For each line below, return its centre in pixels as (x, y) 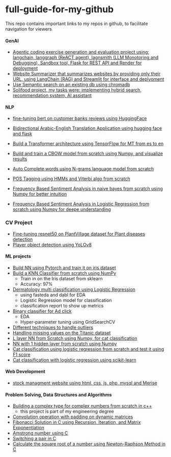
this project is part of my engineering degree (67, 412)
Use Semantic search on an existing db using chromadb (71, 85)
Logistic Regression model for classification (66, 300)
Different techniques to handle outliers (53, 327)
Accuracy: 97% (36, 284)
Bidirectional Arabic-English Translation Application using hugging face (87, 128)
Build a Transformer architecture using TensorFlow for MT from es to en (88, 143)
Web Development (25, 372)
